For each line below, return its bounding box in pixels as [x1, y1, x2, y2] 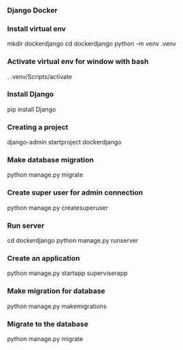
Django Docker [7, 6, 58, 15]
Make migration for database [7, 286, 106, 296]
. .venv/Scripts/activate [7, 72, 73, 80]
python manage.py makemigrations [7, 302, 108, 310]
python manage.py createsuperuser [7, 204, 108, 212]
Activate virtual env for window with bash [7, 57, 149, 67]
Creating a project [7, 122, 69, 132]
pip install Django [7, 105, 56, 113]
